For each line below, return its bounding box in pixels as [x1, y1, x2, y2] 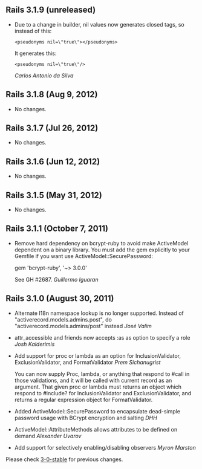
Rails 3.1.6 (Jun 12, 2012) [5, 157, 100, 167]
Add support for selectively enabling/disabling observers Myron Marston [14, 444, 196, 451]
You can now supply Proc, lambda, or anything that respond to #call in [14, 370, 190, 377]
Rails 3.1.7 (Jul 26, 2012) [5, 123, 99, 134]
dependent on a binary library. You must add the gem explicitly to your [14, 246, 190, 253]
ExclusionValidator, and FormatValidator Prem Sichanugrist [14, 358, 161, 366]
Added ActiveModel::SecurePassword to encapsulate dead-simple [14, 407, 181, 415]
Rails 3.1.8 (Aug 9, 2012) [5, 89, 98, 100]
